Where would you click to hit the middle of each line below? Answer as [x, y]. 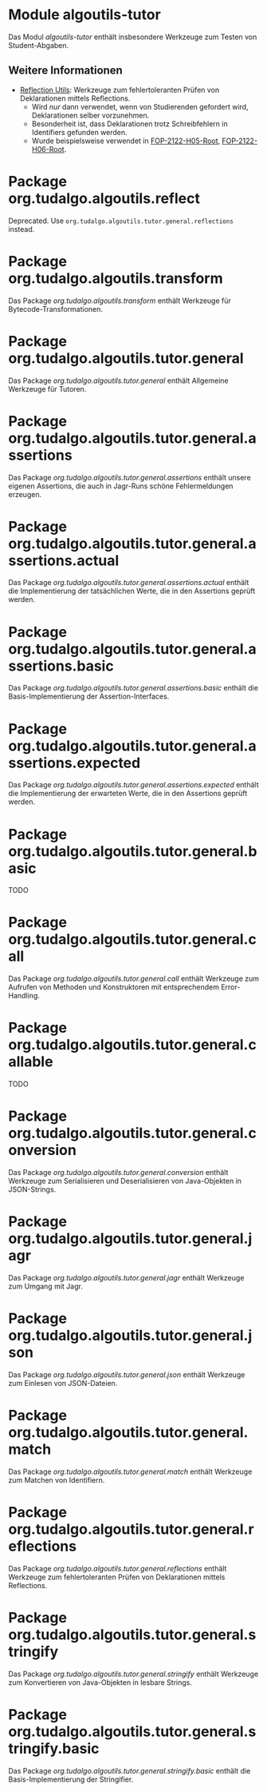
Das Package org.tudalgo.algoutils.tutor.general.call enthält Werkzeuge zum [134, 979]
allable [31, 1062]
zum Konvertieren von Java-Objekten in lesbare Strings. [100, 1682]
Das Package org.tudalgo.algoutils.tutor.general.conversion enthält [118, 1173]
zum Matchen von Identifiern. [57, 1479]
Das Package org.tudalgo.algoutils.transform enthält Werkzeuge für [120, 301]
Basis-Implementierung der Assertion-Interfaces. [89, 696]
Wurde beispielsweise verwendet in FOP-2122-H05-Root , [126, 141]
